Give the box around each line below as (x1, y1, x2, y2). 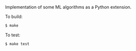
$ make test (5, 41, 29, 46)
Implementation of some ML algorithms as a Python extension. (5, 4, 132, 10)
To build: (5, 14, 23, 19)
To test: (5, 32, 21, 38)
